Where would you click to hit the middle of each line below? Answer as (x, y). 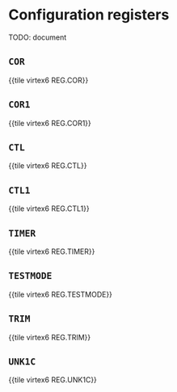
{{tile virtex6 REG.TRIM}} (50, 337)
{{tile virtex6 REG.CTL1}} (49, 209)
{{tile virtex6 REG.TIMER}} (52, 251)
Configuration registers (89, 15)
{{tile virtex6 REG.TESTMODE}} (61, 294)
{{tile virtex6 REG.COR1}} (50, 123)
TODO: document (38, 37)
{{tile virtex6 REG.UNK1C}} (53, 380)
